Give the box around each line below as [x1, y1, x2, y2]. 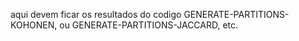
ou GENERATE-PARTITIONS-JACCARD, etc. [59, 19, 239, 31]
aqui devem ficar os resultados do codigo [10, 9, 182, 20]
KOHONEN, [10, 19, 58, 31]
